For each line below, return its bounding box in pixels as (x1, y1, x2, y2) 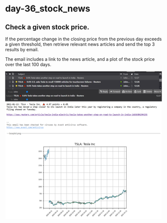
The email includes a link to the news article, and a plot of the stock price (5, 56, 155, 62)
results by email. (5, 47, 39, 52)
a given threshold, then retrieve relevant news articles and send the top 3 (5, 41, 155, 47)
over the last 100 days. (5, 62, 52, 67)
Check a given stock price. (5, 23, 89, 31)
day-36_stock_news (5, 3, 90, 14)
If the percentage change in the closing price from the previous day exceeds (5, 36, 162, 42)
